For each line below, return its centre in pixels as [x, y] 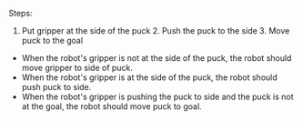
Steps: [20, 13]
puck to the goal [52, 40]
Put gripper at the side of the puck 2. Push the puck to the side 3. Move [156, 30]
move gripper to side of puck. [77, 68]
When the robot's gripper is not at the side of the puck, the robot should [157, 58]
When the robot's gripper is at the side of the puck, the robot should [150, 77]
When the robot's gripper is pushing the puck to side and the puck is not [157, 96]
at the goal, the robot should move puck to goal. [111, 106]
